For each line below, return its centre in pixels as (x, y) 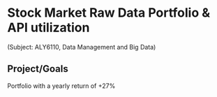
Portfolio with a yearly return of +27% (61, 86)
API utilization (48, 28)
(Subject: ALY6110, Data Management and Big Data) (82, 47)
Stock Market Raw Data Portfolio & (109, 13)
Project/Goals (38, 69)
